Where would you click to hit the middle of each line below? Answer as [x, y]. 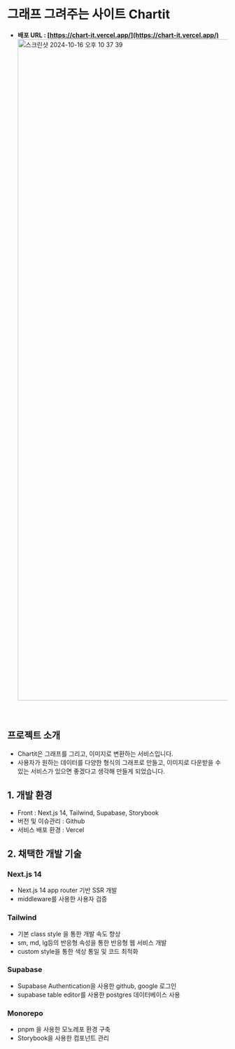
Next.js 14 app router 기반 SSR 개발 [67, 890]
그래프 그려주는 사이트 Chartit [88, 14]
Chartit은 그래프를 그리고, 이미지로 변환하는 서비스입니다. [95, 754]
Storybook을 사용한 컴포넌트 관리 [63, 1038]
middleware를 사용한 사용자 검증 [62, 899]
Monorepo [25, 1013]
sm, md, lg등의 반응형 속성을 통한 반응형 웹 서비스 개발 [92, 943]
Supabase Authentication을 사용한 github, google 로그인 [97, 986]
